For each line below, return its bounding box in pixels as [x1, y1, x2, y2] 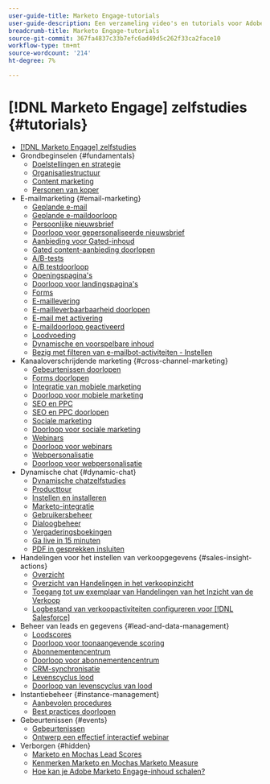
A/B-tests [31, 253, 64, 262]
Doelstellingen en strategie [31, 159, 121, 169]
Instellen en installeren [31, 493, 107, 502]
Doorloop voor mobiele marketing [31, 390, 144, 399]
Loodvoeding [31, 330, 76, 340]
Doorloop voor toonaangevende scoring [31, 638, 165, 648]
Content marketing [31, 176, 94, 186]
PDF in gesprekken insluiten [31, 544, 125, 554]
